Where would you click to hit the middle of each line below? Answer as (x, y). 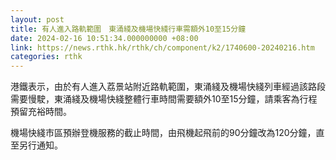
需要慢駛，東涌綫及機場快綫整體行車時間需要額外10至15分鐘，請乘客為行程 (164, 99)
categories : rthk (46, 57)
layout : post (37, 19)
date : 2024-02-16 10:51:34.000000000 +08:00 (104, 38)
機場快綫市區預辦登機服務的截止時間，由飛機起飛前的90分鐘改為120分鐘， (163, 133)
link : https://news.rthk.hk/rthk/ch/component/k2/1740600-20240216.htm (162, 47)
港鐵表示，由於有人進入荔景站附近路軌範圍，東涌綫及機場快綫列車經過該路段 (168, 87)
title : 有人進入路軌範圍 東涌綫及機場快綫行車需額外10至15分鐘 (128, 29)
